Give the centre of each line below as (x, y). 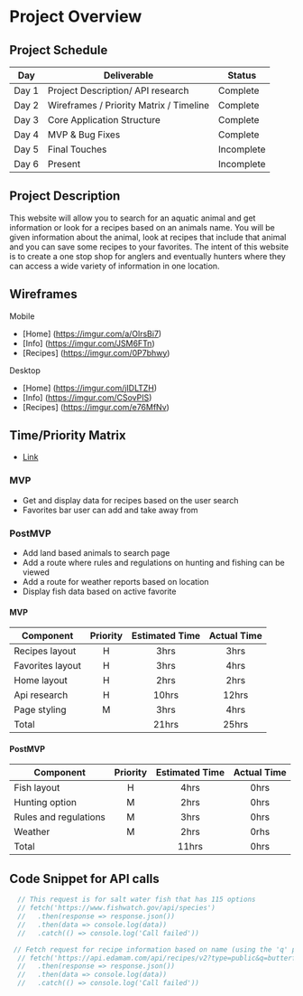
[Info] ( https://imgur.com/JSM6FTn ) (88, 343)
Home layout (41, 681)
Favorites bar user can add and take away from (110, 510)
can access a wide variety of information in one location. (115, 266)
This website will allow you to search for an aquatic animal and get (133, 218)
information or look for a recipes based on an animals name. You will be (142, 227)
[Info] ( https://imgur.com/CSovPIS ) (87, 397)
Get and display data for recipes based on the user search (130, 500)
